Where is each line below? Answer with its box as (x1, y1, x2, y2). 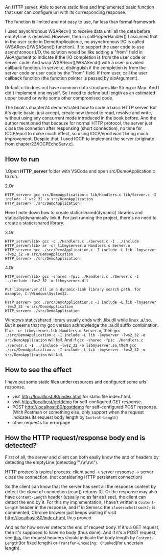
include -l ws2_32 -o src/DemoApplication (5, 196, 93, 201)
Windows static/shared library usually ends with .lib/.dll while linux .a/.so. (5, 317, 153, 323)
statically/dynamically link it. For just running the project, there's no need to (5, 215, 157, 220)
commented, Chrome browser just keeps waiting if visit (5, 509, 117, 516)
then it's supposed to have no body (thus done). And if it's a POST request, (5, 530, 157, 535)
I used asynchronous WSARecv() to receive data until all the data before (5, 28, 151, 34)
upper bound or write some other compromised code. (5, 95, 114, 101)
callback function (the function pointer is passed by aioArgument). (5, 75, 139, 81)
